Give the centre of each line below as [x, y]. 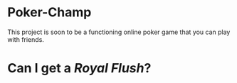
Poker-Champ [49, 12]
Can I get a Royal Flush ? [79, 68]
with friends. [26, 39]
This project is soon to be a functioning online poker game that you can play [119, 32]
